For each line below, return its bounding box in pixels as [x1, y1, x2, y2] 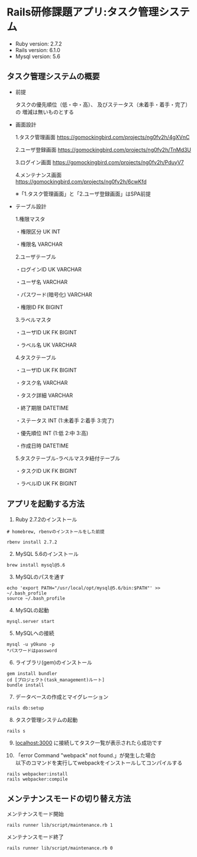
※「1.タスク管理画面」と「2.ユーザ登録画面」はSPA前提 [15, 190, 151, 197]
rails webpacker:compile [7, 776, 68, 782]
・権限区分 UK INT [15, 228, 61, 235]
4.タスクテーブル [15, 354, 57, 361]
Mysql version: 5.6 [15, 53, 61, 60]
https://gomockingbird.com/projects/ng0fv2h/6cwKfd [15, 178, 147, 185]
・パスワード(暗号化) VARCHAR [15, 291, 92, 298]
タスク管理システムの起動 [15, 716, 78, 723]
